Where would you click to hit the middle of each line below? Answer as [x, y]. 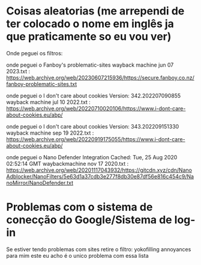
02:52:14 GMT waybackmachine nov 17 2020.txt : [67, 163]
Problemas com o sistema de [79, 207]
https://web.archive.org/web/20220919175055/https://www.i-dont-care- [96, 139]
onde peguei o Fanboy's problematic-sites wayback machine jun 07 [90, 65]
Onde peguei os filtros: [34, 53]
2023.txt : [18, 71]
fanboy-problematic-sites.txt [42, 84]
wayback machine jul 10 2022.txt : [49, 102]
